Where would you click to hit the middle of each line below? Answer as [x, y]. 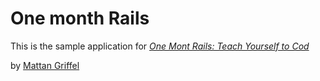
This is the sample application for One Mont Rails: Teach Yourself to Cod [160, 46]
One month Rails [80, 18]
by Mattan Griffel [45, 65]
